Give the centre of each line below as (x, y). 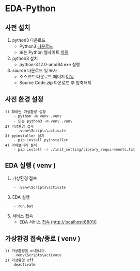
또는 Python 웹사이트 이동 (44, 52)
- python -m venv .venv (38, 116)
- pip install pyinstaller (41, 140)
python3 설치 (25, 58)
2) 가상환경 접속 (19, 126)
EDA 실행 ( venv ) (31, 166)
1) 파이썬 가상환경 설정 (25, 112)
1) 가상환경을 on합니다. (26, 251)
